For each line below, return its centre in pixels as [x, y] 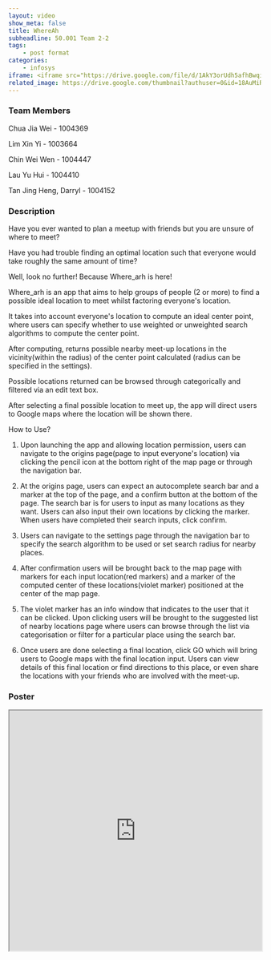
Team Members [39, 111]
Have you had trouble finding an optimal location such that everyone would [132, 252]
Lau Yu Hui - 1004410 [44, 175]
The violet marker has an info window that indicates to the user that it [134, 609]
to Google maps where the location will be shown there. [100, 414]
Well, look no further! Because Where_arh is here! [90, 276]
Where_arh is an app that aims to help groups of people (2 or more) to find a [134, 292]
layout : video [32, 16]
